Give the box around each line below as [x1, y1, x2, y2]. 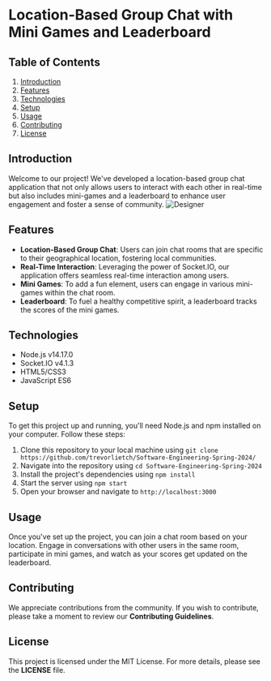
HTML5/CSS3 [19, 367, 66, 377]
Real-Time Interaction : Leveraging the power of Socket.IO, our [19, 261, 230, 271]
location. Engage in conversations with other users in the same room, [8, 541, 239, 550]
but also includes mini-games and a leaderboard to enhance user [8, 191, 227, 200]
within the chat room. [44, 287, 116, 297]
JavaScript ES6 [19, 376, 72, 386]
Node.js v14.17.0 [19, 350, 74, 360]
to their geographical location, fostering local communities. [19, 253, 217, 263]
